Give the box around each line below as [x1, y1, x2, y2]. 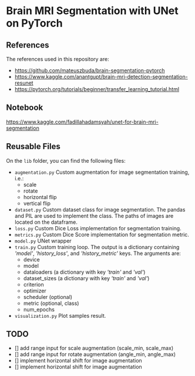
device [23, 256, 40, 263]
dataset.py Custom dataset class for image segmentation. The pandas [14, 206, 186, 213]
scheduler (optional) [23, 293, 72, 300]
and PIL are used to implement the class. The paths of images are [14, 212, 174, 219]
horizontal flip [23, 193, 57, 200]
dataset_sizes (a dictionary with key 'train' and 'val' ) [23, 274, 150, 281]
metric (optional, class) [23, 300, 79, 307]
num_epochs [23, 305, 55, 313]
